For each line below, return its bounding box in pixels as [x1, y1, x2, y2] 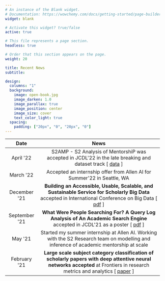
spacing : [9, 120, 27, 125]
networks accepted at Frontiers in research [48, 262, 150, 268]
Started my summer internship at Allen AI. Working [40, 229, 157, 236]
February [11, 255, 32, 262]
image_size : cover [14, 111, 52, 116]
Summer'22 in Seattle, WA [68, 175, 129, 181]
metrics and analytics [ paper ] [63, 268, 134, 275]
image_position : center [14, 106, 63, 111]
